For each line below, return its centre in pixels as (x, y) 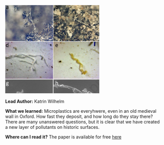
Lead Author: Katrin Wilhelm (35, 101)
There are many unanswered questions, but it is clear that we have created (83, 122)
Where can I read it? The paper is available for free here (63, 137)
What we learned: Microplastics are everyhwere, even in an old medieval (81, 111)
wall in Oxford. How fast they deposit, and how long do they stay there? (79, 117)
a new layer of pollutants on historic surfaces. (52, 127)
